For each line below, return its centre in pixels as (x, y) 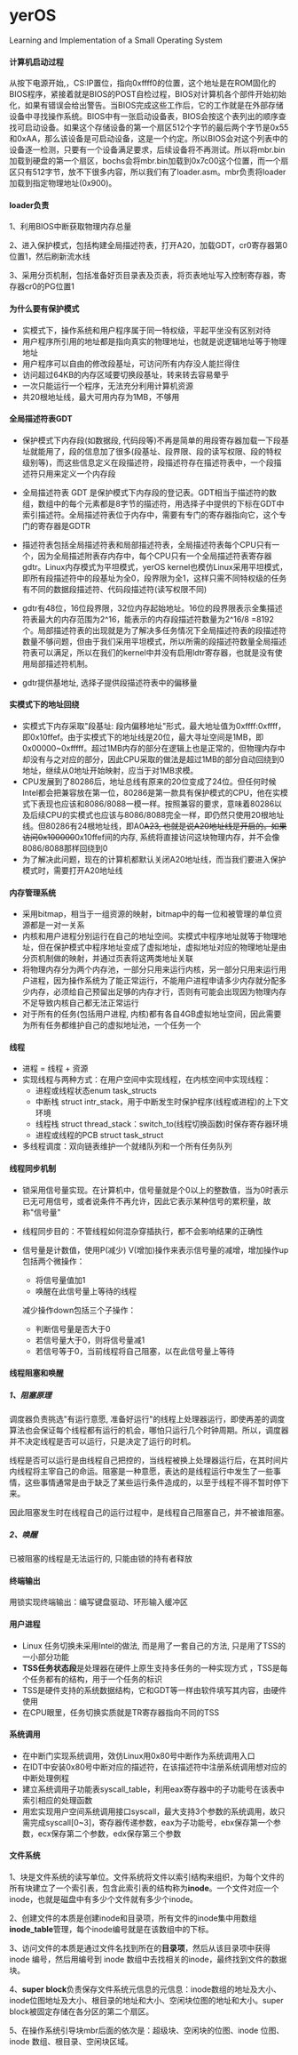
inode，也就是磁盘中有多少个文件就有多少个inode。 (103, 1898)
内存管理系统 (32, 892)
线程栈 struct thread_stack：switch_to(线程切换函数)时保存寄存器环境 (161, 1124)
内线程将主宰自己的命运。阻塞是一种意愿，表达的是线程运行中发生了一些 (141, 1472)
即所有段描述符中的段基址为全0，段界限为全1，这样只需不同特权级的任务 (154, 578)
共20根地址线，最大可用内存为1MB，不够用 (101, 397)
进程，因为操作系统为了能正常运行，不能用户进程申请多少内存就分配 (154, 981)
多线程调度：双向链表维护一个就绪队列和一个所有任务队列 (127, 1146)
